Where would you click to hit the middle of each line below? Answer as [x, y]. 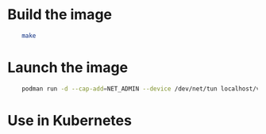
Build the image [60, 15]
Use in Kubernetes [70, 120]
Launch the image [68, 67]
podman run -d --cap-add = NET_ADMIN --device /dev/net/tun [120, 89]
